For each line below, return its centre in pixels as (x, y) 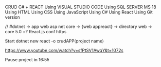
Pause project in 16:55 (27, 60)
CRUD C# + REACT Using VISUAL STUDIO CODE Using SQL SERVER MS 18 (81, 7)
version (13, 17)
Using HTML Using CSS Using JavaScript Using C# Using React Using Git (79, 12)
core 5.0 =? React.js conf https (36, 32)
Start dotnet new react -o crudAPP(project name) (54, 41)
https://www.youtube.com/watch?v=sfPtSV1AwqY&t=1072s (64, 50)
